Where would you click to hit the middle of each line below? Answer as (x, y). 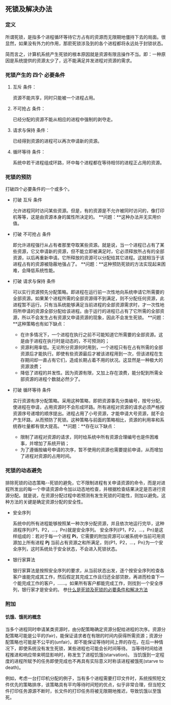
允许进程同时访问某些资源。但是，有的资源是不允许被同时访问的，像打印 (88, 211)
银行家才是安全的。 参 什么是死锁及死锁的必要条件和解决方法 (85, 590)
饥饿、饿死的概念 (23, 617)
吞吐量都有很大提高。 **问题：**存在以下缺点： (67, 426)
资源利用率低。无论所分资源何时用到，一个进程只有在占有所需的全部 (92, 347)
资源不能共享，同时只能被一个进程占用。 (55, 98)
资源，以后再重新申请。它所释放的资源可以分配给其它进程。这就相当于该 (88, 258)
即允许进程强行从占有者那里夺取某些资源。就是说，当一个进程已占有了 (86, 245)
